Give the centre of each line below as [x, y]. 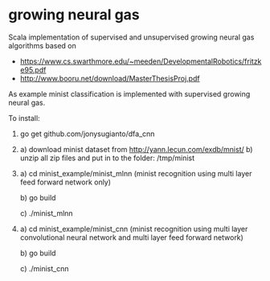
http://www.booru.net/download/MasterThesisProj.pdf [110, 78]
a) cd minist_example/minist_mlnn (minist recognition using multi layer [136, 173]
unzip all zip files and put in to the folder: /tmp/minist [107, 158]
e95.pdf [33, 69]
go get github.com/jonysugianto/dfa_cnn [87, 134]
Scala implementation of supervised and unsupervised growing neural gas [131, 37]
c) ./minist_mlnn [47, 213]
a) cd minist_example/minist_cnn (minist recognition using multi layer [134, 229]
